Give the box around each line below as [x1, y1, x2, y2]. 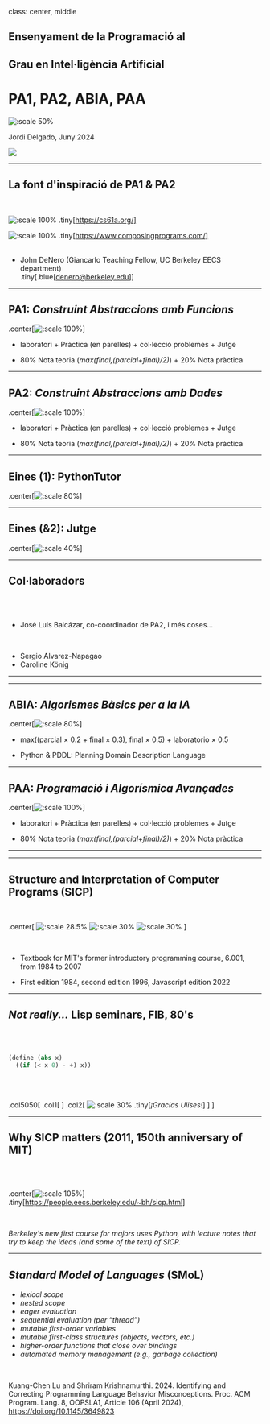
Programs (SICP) [8, 885, 94, 899]
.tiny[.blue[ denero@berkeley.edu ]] [19, 271, 134, 281]
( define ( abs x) [8, 1054, 63, 1062]
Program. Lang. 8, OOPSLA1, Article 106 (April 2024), [8, 1397, 184, 1408]
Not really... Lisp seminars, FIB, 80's [8, 1008, 194, 1022]
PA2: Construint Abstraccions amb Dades [8, 386, 223, 399]
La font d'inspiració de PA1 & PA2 [8, 178, 176, 192]
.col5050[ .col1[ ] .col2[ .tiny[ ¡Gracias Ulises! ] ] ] [8, 1099, 215, 1110]
